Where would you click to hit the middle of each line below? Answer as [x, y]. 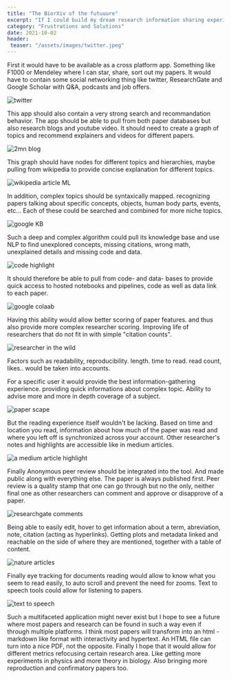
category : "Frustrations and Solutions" [66, 26]
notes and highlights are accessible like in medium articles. [90, 445]
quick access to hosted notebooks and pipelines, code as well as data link [112, 286]
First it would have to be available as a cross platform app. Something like [111, 65]
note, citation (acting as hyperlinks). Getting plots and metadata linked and [113, 534]
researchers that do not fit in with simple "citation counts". [89, 334]
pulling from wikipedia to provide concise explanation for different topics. [111, 169]
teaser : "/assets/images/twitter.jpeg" [67, 45]
